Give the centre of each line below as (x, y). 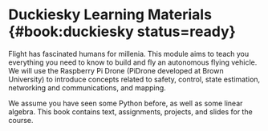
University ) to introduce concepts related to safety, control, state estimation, (134, 79)
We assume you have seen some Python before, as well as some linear (126, 103)
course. (21, 120)
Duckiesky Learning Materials (110, 15)
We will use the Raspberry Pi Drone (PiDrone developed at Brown (116, 70)
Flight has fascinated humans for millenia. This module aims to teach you (129, 54)
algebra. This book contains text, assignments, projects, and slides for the (130, 111)
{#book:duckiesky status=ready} (122, 32)
